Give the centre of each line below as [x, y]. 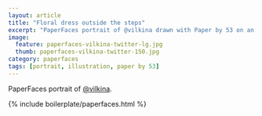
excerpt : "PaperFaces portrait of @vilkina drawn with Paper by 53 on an [131, 30]
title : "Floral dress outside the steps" [77, 23]
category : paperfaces [44, 60]
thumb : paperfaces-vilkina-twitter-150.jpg [87, 52]
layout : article [35, 15]
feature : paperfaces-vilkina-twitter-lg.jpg [89, 45]
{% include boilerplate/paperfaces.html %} [77, 103]
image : [19, 37]
